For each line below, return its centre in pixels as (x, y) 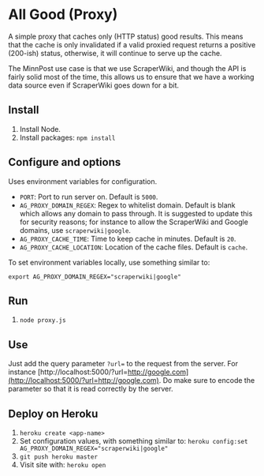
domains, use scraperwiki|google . (75, 230)
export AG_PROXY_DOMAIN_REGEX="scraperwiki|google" (95, 277)
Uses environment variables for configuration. (83, 181)
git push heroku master (59, 457)
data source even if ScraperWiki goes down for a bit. (94, 85)
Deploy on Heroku (53, 413)
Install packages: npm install (67, 137)
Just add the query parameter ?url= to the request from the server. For (123, 364)
